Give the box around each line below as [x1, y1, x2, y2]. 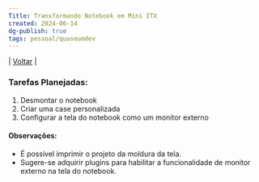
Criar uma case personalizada [19, 104, 121, 113]
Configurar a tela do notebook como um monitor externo [19, 112, 209, 122]
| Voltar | [8, 57, 37, 66]
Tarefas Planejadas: [8, 77, 88, 88]
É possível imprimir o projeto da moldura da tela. [19, 149, 182, 159]
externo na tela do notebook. [19, 166, 117, 176]
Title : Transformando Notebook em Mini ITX [8, 11, 158, 20]
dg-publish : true [8, 27, 67, 35]
